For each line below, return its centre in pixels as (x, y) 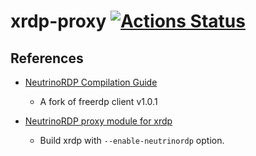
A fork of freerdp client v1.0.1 (98, 101)
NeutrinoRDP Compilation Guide (91, 82)
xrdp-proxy (58, 21)
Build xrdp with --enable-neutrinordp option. (132, 140)
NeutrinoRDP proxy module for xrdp (98, 121)
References (47, 58)
